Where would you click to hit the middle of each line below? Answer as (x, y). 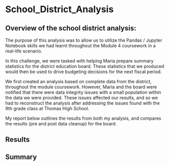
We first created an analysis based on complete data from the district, (78, 81)
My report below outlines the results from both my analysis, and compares (83, 118)
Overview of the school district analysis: (71, 28)
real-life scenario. (24, 51)
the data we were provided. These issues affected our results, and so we (82, 98)
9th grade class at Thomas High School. (47, 108)
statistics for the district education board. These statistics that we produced (85, 66)
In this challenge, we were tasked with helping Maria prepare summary (79, 61)
